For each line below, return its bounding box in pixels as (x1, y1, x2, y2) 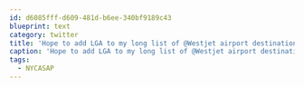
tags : (9, 55, 30, 64)
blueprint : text (9, 22, 71, 31)
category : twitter (9, 30, 79, 39)
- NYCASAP (17, 64, 54, 73)
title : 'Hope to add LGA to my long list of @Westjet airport (9, 38, 249, 48)
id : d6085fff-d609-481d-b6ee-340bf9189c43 (9, 13, 172, 23)
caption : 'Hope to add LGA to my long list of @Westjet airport (9, 47, 257, 56)
